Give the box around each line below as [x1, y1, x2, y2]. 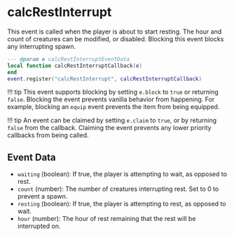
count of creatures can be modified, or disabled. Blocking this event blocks [7, 34, 224, 43]
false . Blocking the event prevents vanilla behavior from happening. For [7, 95, 215, 103]
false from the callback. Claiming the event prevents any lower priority [7, 124, 212, 132]
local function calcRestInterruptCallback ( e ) [7, 62, 142, 69]
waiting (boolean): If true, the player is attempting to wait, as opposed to [17, 170, 228, 178]
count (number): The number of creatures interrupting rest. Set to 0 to [17, 185, 219, 193]
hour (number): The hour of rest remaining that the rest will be [17, 215, 196, 223]
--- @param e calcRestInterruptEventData [7, 55, 130, 63]
